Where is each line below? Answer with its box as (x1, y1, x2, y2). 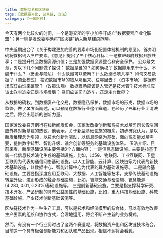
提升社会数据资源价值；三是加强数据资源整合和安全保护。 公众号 (21, 59, 151, 65)
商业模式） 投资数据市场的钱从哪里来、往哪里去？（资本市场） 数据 (17, 77, 152, 83)
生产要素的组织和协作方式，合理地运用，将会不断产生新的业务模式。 (5, 211, 141, 217)
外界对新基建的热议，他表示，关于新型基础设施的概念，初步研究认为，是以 (9, 128, 158, 134)
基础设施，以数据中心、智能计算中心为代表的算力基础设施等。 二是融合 (9, 165, 151, 170)
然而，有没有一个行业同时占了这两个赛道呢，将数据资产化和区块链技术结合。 (5, 222, 158, 228)
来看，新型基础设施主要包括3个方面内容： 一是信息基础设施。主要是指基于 (9, 146, 158, 152)
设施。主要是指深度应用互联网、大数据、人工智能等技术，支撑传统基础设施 (9, 171, 158, 177)
